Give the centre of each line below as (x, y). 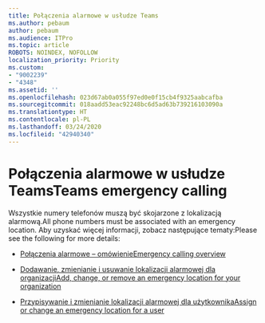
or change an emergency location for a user (92, 310)
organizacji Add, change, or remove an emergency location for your (130, 278)
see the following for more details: (64, 238)
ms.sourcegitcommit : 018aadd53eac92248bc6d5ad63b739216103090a (116, 104)
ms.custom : (26, 68)
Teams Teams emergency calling (118, 190)
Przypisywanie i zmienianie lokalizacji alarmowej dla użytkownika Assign (138, 301)
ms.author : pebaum (39, 23)
